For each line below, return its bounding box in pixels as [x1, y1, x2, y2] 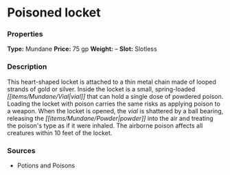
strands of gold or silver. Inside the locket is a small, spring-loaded [7, 84, 196, 93]
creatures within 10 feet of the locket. [7, 128, 113, 137]
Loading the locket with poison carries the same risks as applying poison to [7, 100, 221, 108]
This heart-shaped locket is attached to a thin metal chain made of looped [7, 78, 216, 86]
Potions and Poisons [16, 161, 76, 170]
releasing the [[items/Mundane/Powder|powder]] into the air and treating [7, 114, 214, 122]
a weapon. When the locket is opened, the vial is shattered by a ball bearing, [7, 106, 224, 115]
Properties [7, 30, 43, 39]
